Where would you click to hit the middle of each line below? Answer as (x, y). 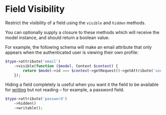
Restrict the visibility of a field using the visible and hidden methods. (75, 23)
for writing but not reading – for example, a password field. (65, 90)
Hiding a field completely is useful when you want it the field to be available (82, 84)
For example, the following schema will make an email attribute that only (79, 47)
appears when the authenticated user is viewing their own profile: (72, 52)
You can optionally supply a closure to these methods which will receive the (82, 32)
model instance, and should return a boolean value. (57, 38)
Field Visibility (35, 9)
